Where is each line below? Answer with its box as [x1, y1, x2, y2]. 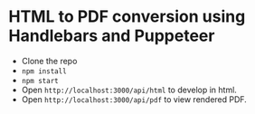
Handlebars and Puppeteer [8, 25, 215, 46]
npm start [21, 76, 60, 85]
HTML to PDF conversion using [8, 6, 246, 27]
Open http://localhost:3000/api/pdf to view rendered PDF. [21, 93, 248, 105]
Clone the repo [21, 55, 78, 66]
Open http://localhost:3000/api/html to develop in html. [21, 84, 237, 95]
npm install [21, 66, 67, 76]
